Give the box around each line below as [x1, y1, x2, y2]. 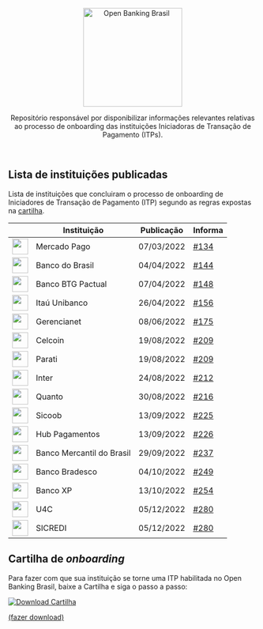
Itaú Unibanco [36, 297, 88, 308]
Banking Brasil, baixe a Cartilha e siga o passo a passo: [8, 582, 188, 591]
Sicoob [36, 409, 62, 420]
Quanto [36, 391, 63, 402]
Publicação [140, 224, 184, 235]
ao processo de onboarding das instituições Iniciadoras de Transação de [14, 122, 251, 130]
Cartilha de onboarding [8, 552, 125, 566]
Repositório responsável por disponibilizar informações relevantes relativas [10, 113, 255, 122]
